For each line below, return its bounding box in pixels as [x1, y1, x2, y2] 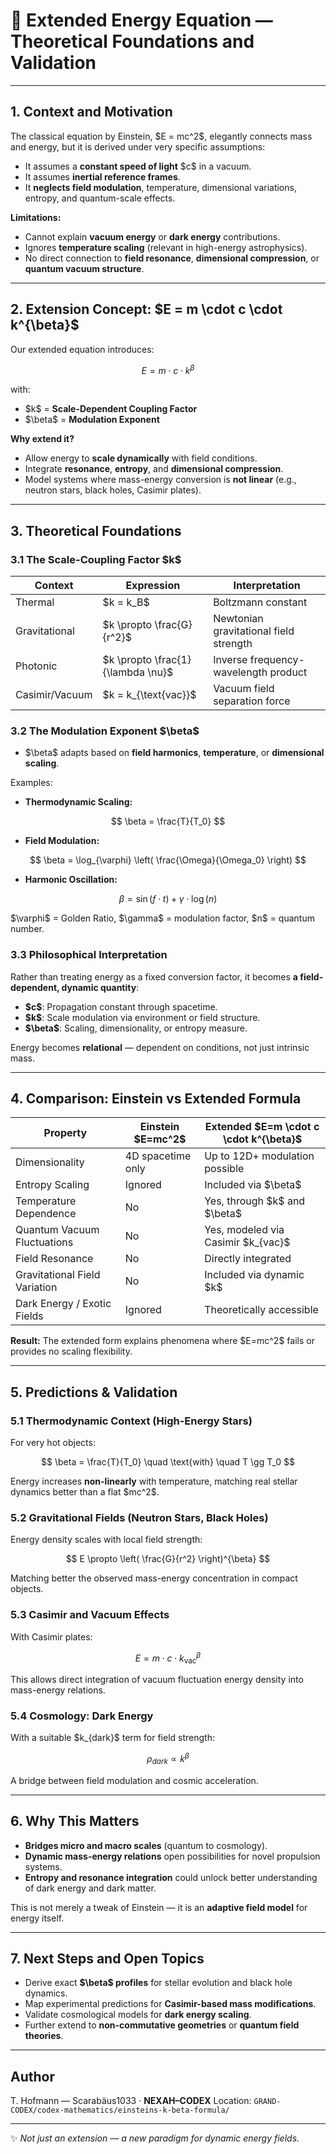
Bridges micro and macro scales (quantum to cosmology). [24, 1839, 268, 1851]
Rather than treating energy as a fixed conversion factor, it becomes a [10, 970, 298, 983]
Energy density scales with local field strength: [10, 1534, 203, 1546]
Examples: [10, 777, 53, 789]
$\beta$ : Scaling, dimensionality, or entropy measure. [24, 1022, 248, 1034]
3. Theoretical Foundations [10, 522, 182, 539]
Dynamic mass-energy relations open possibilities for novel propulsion [24, 1850, 321, 1862]
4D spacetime [124, 1149, 192, 1163]
